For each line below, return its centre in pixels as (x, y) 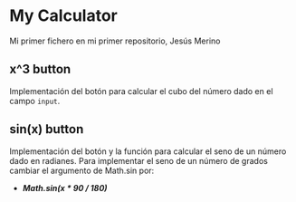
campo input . (35, 101)
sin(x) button (47, 129)
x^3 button (40, 69)
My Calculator (63, 16)
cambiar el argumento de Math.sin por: (82, 170)
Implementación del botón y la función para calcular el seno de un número (148, 151)
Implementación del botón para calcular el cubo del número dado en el (141, 91)
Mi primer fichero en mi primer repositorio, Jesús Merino (115, 41)
